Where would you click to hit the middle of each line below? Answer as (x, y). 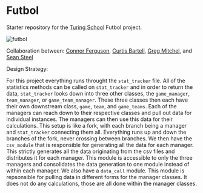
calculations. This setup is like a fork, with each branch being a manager (97, 125)
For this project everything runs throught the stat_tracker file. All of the (96, 80)
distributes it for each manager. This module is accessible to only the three (99, 157)
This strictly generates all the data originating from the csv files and (91, 151)
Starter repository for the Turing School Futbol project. (74, 27)
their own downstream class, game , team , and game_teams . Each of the (92, 106)
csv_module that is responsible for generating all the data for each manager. (100, 145)
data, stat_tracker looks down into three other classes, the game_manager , (98, 93)
